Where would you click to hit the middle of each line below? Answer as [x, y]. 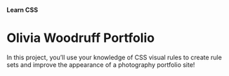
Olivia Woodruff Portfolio [81, 38]
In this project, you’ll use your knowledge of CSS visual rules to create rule [114, 57]
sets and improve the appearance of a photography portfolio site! [101, 64]
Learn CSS [22, 10]
